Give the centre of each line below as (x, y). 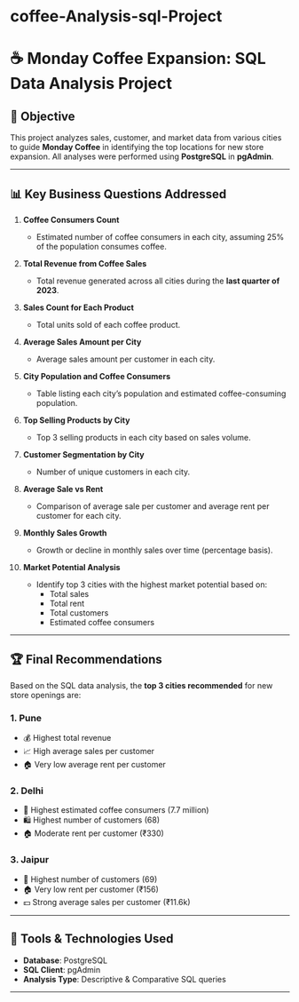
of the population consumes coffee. (101, 247)
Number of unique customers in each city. (113, 472)
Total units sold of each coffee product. (108, 325)
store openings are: (46, 695)
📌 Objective (43, 116)
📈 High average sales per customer (88, 751)
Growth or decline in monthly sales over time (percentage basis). (154, 550)
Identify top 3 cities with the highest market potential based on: (152, 584)
